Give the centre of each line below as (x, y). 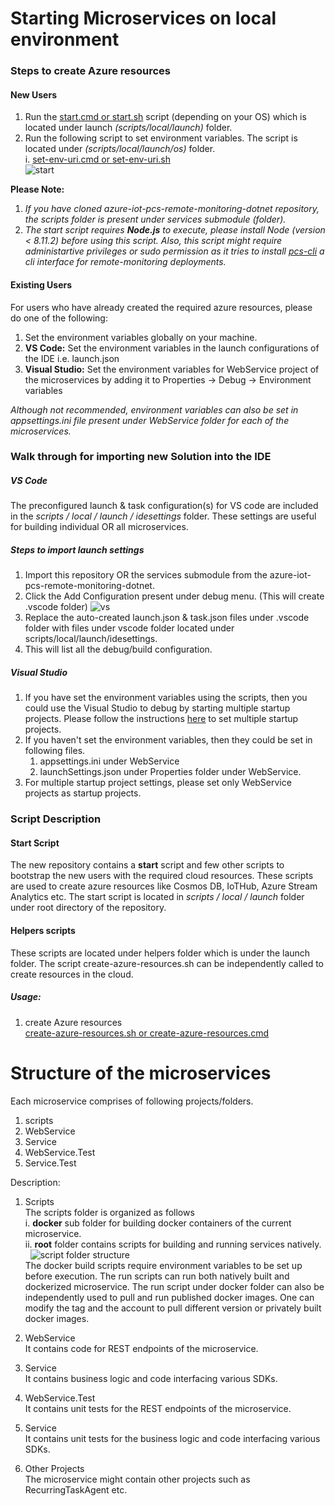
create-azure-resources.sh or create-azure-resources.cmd (147, 1033)
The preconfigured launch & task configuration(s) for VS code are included (164, 506)
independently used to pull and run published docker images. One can (169, 1297)
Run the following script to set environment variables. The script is (161, 138)
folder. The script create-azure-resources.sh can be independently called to (167, 963)
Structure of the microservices (141, 1073)
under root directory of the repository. (88, 908)
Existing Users (41, 284)
